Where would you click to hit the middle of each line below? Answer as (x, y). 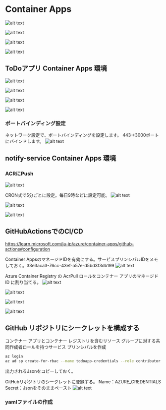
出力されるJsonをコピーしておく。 (40, 371)
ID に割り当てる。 (23, 282)
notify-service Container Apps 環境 (61, 158)
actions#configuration (28, 249)
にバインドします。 (25, 141)
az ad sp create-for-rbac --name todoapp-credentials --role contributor (83, 361)
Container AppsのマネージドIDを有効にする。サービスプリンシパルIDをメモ (82, 259)
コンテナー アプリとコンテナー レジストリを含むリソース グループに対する (81, 341)
